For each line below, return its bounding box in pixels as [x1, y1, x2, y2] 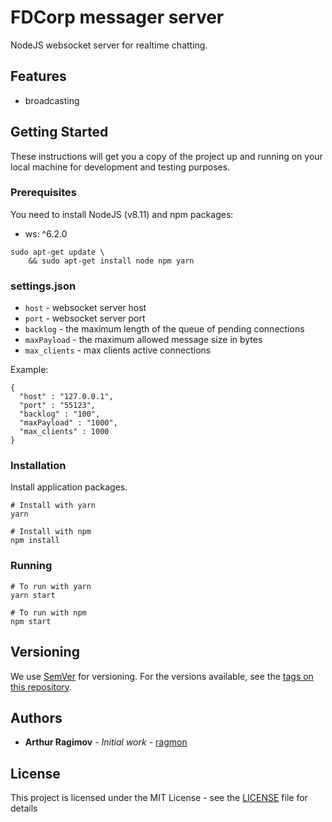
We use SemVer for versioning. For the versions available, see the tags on [10, 670, 314, 682]
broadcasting [24, 94, 80, 106]
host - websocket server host [24, 302, 147, 314]
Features [10, 68, 67, 85]
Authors [10, 709, 63, 726]
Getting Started [10, 124, 109, 141]
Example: [10, 364, 49, 376]
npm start [10, 616, 52, 626]
